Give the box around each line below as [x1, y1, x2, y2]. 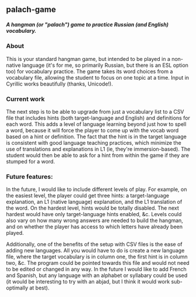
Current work [6, 95, 45, 103]
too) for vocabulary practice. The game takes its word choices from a [6, 67, 173, 75]
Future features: [6, 172, 53, 180]
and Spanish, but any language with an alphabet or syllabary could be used [6, 272, 188, 279]
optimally [6, 284, 28, 292]
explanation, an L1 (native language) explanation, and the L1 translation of [6, 199, 183, 206]
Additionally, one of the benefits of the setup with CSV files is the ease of [6, 241, 183, 248]
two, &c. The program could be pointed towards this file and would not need [6, 260, 190, 267]
